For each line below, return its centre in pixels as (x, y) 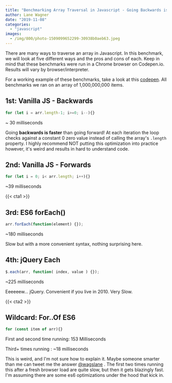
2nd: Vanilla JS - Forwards (48, 165)
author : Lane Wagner (27, 15)
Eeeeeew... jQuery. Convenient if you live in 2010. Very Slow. (69, 291)
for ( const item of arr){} (34, 329)
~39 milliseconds (24, 186)
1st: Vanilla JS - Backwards (49, 101)
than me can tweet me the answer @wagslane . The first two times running (84, 365)
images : (14, 34)
